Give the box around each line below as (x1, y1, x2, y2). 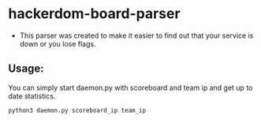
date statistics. (8, 91, 56, 101)
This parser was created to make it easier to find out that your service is (19, 31, 254, 40)
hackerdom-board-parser (8, 5, 181, 23)
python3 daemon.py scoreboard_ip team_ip (8, 106, 147, 114)
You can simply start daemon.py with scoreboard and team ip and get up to (8, 83, 253, 92)
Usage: (8, 62, 45, 76)
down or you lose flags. (19, 39, 96, 48)
